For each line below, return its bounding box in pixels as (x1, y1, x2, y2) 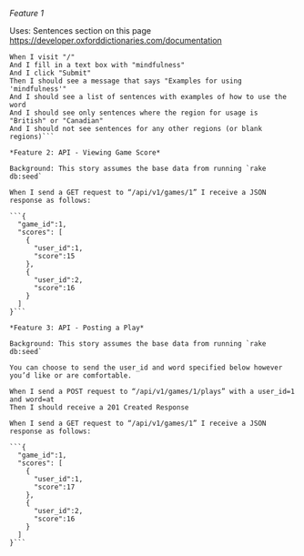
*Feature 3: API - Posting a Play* (9, 323, 145, 332)
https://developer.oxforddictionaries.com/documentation (9, 35, 223, 45)
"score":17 (33, 482, 76, 491)
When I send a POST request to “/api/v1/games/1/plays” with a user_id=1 (9, 387, 296, 396)
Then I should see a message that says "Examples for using (9, 76, 243, 86)
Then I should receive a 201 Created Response (9, 403, 189, 412)
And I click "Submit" (9, 68, 92, 77)
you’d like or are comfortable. (9, 371, 132, 380)
